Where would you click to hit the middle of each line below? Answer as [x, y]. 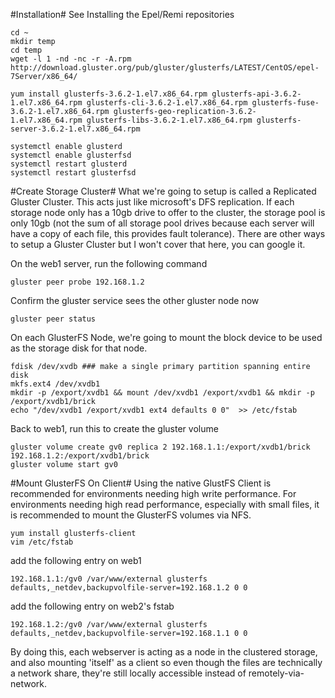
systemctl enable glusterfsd [71, 155]
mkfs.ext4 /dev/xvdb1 [55, 384]
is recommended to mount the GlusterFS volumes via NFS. [131, 515]
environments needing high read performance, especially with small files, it [165, 504]
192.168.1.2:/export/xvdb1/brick [80, 456]
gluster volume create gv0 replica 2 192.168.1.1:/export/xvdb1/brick [160, 447]
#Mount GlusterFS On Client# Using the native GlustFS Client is [141, 483]
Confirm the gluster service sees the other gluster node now [135, 300]
